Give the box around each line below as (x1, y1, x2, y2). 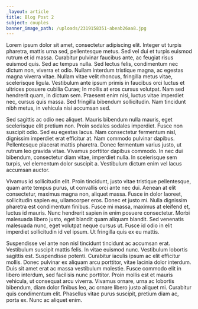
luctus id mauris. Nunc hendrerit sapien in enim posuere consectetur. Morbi (6, 209, 190, 216)
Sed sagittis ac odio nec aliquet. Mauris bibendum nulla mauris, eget (6, 116, 173, 123)
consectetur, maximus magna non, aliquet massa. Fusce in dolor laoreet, (6, 190, 183, 197)
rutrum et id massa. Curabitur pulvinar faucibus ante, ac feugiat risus (6, 54, 174, 61)
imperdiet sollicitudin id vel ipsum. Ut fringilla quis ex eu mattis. (6, 228, 160, 235)
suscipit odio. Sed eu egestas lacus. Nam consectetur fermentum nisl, (6, 129, 177, 136)
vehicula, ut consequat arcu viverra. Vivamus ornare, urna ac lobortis (6, 278, 174, 285)
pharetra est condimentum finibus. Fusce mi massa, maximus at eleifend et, (6, 203, 190, 211)
